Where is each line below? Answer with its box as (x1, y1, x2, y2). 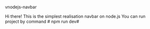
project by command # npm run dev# (5, 19, 79, 24)
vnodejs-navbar (5, 4, 37, 10)
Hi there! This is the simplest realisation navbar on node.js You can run (5, 14, 146, 19)
